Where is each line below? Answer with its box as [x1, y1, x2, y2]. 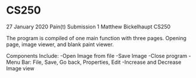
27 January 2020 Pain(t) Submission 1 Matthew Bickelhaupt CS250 [6, 23, 171, 30]
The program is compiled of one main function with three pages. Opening [6, 34, 186, 41]
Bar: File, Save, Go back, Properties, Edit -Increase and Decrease [21, 58, 182, 66]
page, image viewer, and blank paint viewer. [6, 41, 114, 48]
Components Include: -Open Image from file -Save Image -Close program [6, 52, 188, 59]
